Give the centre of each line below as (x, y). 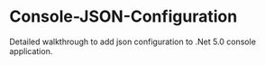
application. (31, 51)
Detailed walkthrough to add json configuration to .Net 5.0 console (133, 42)
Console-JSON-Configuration (123, 17)
